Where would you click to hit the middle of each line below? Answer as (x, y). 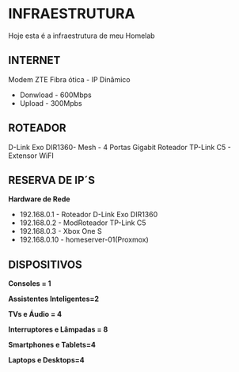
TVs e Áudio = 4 (35, 314)
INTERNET (34, 60)
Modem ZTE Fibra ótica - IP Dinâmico (69, 79)
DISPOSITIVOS (45, 264)
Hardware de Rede (39, 199)
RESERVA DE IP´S (51, 180)
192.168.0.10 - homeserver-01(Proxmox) (84, 240)
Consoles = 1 (30, 284)
